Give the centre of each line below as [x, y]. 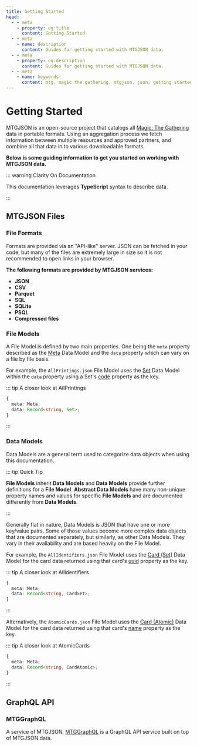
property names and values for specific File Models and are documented [94, 496]
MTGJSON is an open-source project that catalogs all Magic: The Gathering [98, 127]
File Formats [24, 233]
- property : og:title [43, 28]
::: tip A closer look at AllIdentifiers [47, 572]
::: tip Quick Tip [24, 472]
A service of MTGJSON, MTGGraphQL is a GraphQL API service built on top [98, 732]
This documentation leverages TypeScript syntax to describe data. [87, 186]
